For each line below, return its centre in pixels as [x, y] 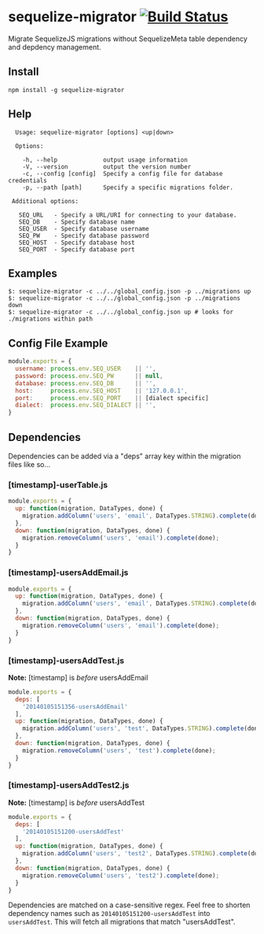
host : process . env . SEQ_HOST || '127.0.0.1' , [102, 391]
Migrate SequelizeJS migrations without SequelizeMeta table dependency [128, 39]
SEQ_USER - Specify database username [84, 228]
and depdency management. [55, 46]
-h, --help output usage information [105, 160]
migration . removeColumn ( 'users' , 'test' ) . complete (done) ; [119, 751]
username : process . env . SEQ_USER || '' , [86, 369]
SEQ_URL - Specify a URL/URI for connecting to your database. [128, 215]
